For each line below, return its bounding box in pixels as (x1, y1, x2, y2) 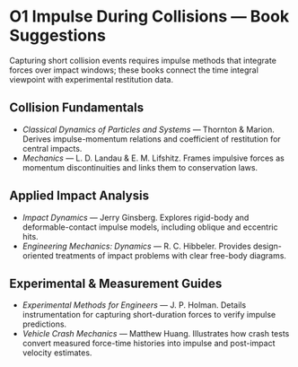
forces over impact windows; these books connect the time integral (9, 65, 259, 75)
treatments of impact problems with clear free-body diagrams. (55, 249, 287, 261)
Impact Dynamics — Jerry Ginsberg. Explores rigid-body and (22, 212, 250, 223)
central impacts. (22, 143, 83, 153)
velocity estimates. (22, 347, 92, 358)
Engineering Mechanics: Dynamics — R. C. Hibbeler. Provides (22, 240, 251, 251)
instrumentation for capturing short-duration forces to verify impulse (22, 310, 276, 320)
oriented (22, 249, 54, 261)
